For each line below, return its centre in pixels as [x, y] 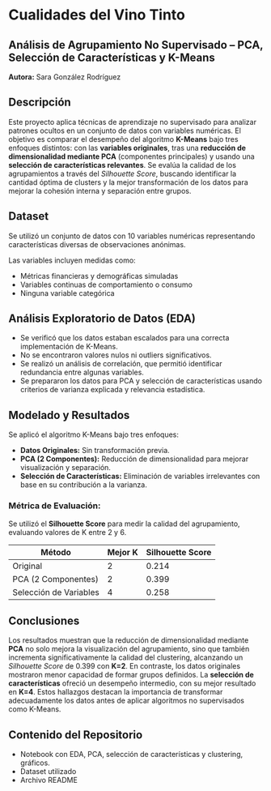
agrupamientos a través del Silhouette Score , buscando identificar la [123, 173]
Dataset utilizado [48, 772]
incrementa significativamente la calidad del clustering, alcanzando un [126, 657]
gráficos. [35, 763]
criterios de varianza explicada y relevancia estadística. [112, 390]
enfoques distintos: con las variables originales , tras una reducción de [127, 148]
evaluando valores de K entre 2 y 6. [68, 532]
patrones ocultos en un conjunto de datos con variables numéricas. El [125, 130]
